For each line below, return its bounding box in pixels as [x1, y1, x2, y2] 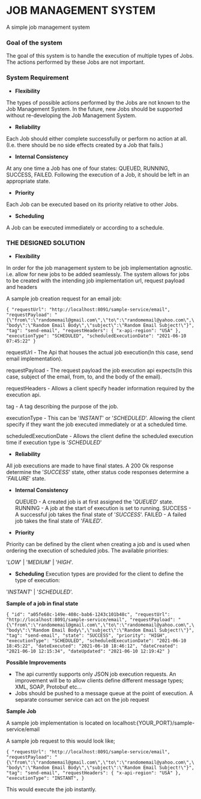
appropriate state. [6, 177, 50, 184]
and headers [6, 283, 38, 290]
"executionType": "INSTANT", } [6, 775, 85, 781]
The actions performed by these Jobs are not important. [6, 58, 145, 66]
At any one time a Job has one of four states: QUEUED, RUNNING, [6, 165, 170, 172]
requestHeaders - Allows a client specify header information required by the [6, 384, 195, 392]
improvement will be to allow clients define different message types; [14, 676, 184, 684]
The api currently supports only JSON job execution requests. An [14, 670, 176, 678]
